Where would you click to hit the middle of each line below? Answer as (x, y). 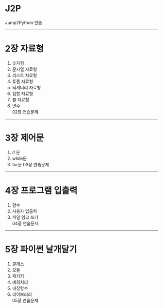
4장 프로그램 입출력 (41, 191)
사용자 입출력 (24, 211)
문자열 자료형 (24, 69)
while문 (19, 158)
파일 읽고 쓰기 (25, 217)
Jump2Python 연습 (24, 22)
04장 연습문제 (25, 223)
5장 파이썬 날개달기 (41, 249)
